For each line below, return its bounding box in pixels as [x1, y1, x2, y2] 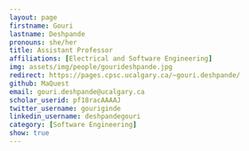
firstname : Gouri [9, 21, 74, 30]
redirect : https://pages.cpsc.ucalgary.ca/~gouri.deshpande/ [9, 71, 241, 80]
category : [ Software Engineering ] [9, 121, 138, 130]
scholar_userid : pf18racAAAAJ [9, 95, 122, 105]
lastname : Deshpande [9, 29, 86, 38]
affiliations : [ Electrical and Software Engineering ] [9, 54, 213, 63]
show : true [9, 129, 50, 138]
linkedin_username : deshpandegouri [9, 112, 141, 121]
